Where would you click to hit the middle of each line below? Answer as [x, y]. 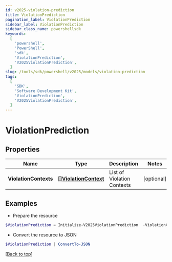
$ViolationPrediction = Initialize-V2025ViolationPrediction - [75, 225]
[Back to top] [19, 254]
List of [117, 172]
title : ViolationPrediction [35, 15]
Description [124, 164]
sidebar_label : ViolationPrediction [44, 24]
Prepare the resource [35, 215]
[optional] [155, 179]
